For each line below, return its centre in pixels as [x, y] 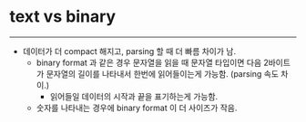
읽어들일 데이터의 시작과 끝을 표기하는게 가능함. [134, 96]
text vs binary [63, 17]
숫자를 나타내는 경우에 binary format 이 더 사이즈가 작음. [137, 108]
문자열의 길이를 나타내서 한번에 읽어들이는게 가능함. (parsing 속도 [163, 73]
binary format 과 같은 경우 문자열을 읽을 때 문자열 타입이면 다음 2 [152, 62]
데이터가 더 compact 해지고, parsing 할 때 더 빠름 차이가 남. [129, 51]
